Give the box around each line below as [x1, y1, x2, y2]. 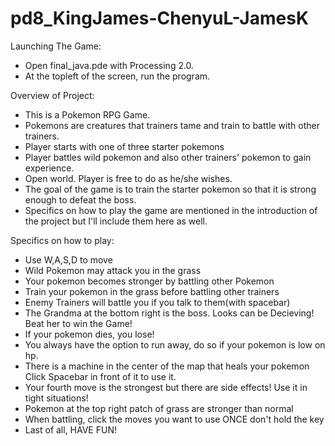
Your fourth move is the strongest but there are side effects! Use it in [24, 381, 308, 393]
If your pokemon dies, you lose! [24, 328, 155, 340]
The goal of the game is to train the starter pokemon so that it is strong [24, 183, 317, 195]
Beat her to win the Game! [24, 317, 133, 329]
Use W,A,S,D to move [24, 253, 113, 266]
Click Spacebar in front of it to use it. [24, 370, 177, 382]
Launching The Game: [10, 40, 102, 52]
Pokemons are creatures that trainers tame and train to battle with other [24, 119, 320, 131]
